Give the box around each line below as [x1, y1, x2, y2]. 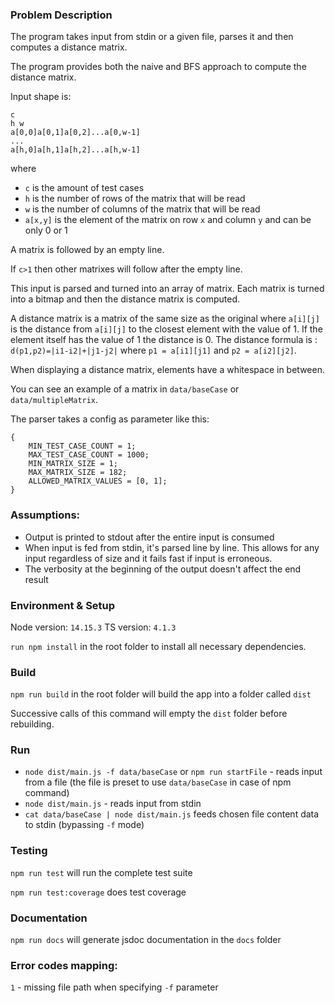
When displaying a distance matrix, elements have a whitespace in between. [10, 364, 325, 376]
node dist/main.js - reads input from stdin [24, 798, 202, 810]
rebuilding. [10, 718, 55, 730]
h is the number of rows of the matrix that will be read [24, 193, 246, 205]
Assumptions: [10, 508, 81, 522]
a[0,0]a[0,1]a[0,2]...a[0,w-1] [10, 128, 141, 138]
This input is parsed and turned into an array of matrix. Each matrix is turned [10, 283, 325, 295]
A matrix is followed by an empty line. [10, 244, 165, 256]
